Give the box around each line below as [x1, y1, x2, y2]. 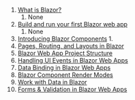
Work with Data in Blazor [17, 78, 87, 86]
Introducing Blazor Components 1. [17, 35, 113, 43]
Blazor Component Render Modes [17, 71, 113, 79]
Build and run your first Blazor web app [17, 20, 128, 28]
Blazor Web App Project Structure [17, 49, 113, 57]
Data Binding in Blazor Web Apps [17, 64, 111, 71]
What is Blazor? [17, 6, 62, 14]
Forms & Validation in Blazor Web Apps [17, 85, 127, 93]
